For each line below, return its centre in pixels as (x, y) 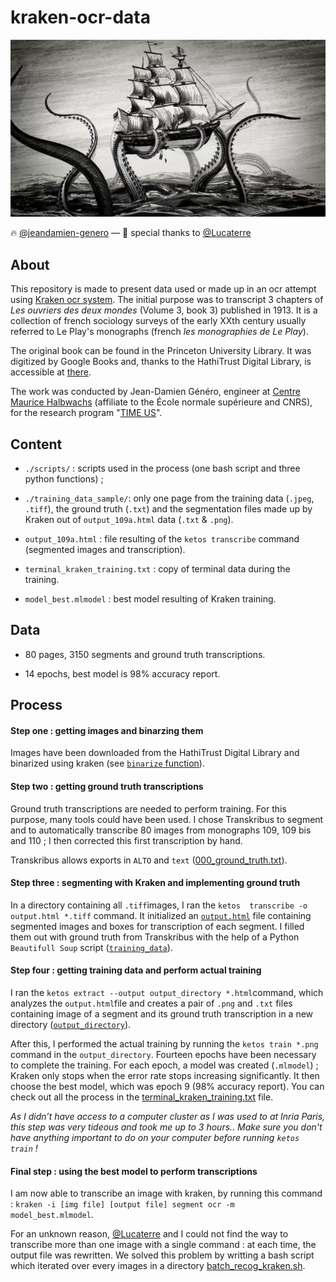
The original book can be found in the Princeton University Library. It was (161, 351)
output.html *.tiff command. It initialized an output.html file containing (161, 915)
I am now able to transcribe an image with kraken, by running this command (166, 1193)
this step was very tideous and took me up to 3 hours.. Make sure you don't (166, 1127)
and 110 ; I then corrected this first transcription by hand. (126, 840)
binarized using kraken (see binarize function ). (107, 763)
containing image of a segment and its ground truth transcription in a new (162, 1014)
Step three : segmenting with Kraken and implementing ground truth (155, 883)
